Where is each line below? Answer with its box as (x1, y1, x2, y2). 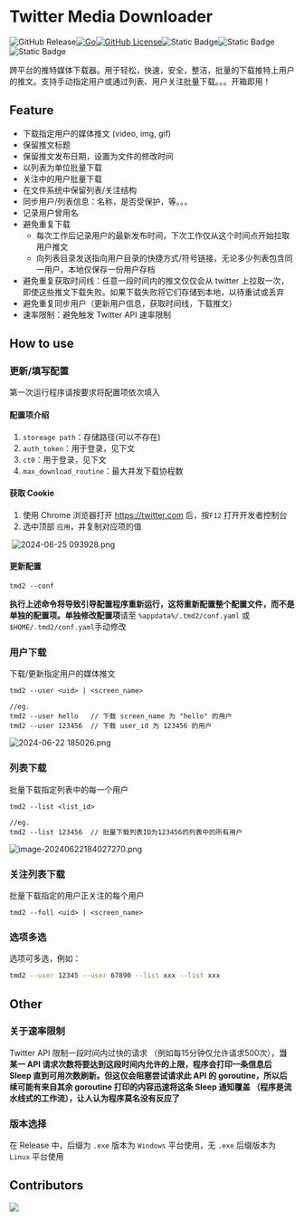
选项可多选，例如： (9, 953, 81, 964)
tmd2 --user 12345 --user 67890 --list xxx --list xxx (9, 971, 221, 980)
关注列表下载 (9, 868, 66, 880)
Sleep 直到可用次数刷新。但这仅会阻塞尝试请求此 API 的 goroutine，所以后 (9, 1070, 288, 1081)
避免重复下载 (22, 218, 71, 229)
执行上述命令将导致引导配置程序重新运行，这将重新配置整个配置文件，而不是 (9, 599, 295, 610)
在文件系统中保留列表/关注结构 (22, 184, 138, 196)
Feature (9, 102, 54, 119)
